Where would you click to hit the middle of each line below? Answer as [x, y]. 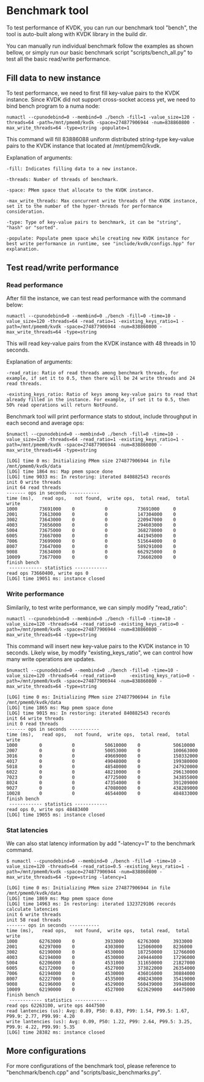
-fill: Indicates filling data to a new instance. [72, 169]
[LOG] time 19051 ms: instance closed [56, 579]
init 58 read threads [34, 920]
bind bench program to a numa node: [53, 106]
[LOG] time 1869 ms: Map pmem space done [60, 899]
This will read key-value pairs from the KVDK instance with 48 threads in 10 [101, 344]
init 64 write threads [35, 718]
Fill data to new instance [53, 78]
